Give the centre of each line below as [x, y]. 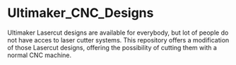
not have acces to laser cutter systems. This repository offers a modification [118, 40]
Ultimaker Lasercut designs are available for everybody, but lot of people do [118, 32]
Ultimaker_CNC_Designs [81, 13]
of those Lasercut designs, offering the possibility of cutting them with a [112, 47]
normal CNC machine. [40, 55]
